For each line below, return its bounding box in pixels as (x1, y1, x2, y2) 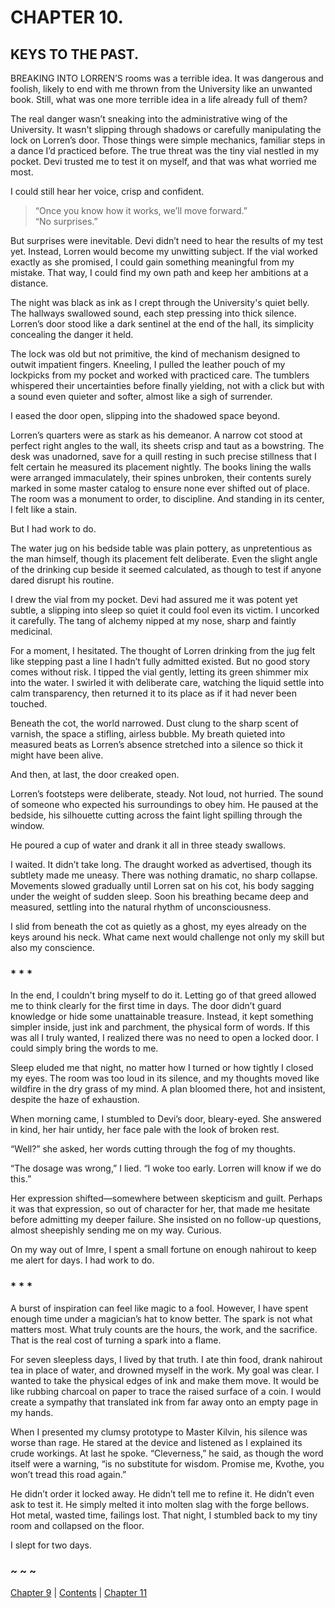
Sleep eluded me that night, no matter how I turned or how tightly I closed (10, 1062, 314, 1074)
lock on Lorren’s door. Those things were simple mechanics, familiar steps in (10, 134, 326, 146)
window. (10, 820, 45, 831)
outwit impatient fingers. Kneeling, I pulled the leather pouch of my (10, 359, 286, 370)
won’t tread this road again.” (10, 1468, 127, 1480)
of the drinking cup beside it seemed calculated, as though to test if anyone (10, 564, 322, 575)
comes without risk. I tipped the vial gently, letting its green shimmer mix (10, 666, 309, 678)
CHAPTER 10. (10, 6, 124, 29)
